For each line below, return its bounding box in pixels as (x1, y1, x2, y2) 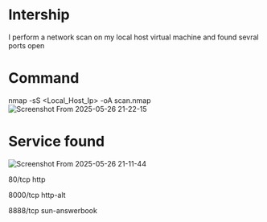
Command (8, 69, 80, 88)
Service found (8, 133, 105, 150)
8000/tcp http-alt (8, 190, 66, 199)
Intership (8, 6, 70, 24)
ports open (8, 40, 45, 50)
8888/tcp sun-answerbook (8, 205, 98, 215)
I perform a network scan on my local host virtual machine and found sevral (8, 32, 259, 42)
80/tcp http (8, 175, 46, 184)
